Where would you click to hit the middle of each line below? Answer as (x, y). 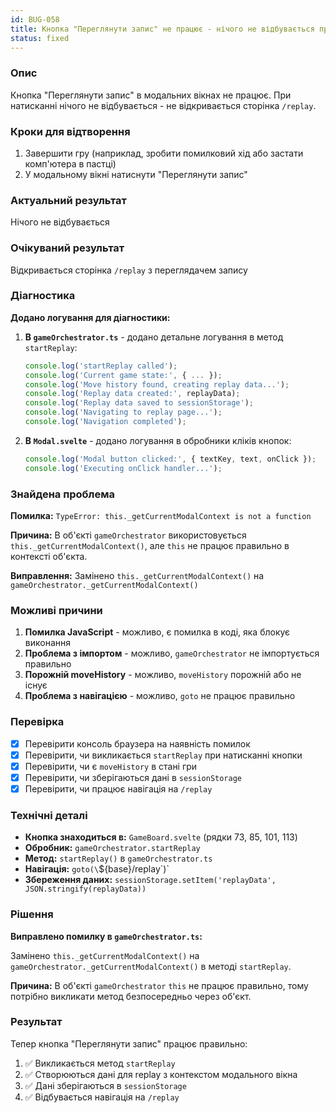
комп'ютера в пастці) (70, 163)
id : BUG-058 (35, 19)
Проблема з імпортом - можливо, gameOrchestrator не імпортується (172, 653)
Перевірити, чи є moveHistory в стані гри (111, 766)
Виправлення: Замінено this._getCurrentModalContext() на (137, 576)
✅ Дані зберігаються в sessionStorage (105, 1085)
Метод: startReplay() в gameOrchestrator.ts (118, 858)
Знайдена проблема (62, 494)
